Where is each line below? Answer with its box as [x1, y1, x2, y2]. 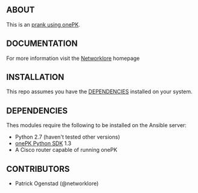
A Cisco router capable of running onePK [14, 146, 118, 154]
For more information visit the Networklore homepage [6, 54, 140, 62]
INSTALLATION [6, 72, 65, 82]
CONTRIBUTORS [6, 163, 70, 174]
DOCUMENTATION [6, 39, 78, 49]
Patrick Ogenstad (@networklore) [14, 180, 99, 187]
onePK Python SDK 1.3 [14, 140, 71, 147]
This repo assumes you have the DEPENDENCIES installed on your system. [6, 88, 193, 96]
